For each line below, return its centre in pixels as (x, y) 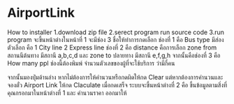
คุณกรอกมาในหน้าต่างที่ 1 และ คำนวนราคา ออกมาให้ (67, 93)
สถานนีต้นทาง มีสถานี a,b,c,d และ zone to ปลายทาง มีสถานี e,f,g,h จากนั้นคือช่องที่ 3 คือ (114, 55)
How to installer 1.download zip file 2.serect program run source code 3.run (116, 32)
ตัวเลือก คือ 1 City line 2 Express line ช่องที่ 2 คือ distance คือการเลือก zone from (112, 47)
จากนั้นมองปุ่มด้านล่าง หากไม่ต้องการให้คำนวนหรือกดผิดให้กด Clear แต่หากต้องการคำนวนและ (115, 77)
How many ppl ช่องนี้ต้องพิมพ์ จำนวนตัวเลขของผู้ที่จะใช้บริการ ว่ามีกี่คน (91, 63)
